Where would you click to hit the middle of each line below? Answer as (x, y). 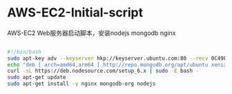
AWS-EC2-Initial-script (75, 13)
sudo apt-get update (37, 78)
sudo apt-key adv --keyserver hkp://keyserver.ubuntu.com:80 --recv (108, 58)
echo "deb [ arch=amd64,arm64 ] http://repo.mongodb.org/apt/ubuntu (108, 64)
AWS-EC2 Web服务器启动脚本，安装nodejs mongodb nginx (91, 33)
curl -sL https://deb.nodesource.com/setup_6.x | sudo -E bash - (103, 71)
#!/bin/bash (24, 52)
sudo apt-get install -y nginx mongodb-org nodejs (81, 84)
